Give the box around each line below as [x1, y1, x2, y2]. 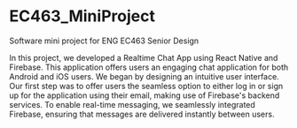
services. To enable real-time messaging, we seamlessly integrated [9, 99, 255, 109]
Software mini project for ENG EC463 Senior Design [9, 35, 199, 46]
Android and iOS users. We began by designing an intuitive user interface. [9, 71, 279, 81]
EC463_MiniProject [9, 6, 155, 26]
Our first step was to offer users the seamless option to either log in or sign [9, 80, 284, 91]
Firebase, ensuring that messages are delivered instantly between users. [9, 109, 275, 119]
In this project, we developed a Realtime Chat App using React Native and [9, 52, 278, 63]
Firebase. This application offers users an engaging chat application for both [9, 62, 289, 72]
